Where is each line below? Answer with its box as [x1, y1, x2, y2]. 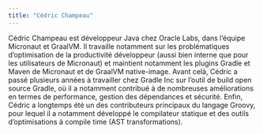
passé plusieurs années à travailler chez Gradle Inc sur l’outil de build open [8, 75, 252, 84]
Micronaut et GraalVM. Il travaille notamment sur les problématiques [8, 41, 230, 51]
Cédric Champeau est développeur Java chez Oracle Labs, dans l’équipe [8, 33, 246, 43]
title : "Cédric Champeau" [8, 11, 93, 20]
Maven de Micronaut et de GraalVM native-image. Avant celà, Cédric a [8, 66, 239, 76]
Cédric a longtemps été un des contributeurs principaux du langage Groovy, [8, 100, 256, 110]
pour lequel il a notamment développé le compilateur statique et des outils [8, 108, 250, 118]
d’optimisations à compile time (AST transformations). [8, 117, 183, 126]
